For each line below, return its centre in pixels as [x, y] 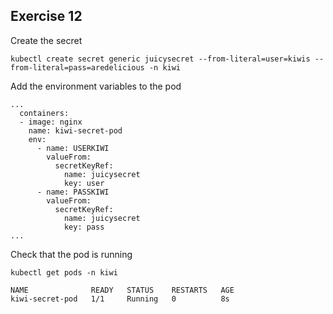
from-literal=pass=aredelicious [77, 67]
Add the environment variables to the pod [96, 86]
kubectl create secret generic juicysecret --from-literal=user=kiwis [160, 59]
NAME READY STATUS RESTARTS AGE [122, 290]
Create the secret [46, 40]
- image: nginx [51, 122]
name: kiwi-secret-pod [75, 130]
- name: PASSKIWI [73, 192]
